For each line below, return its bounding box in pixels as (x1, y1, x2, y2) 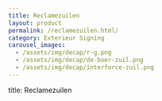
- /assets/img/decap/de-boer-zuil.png (15, 56, 145, 64)
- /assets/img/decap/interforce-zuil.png (15, 64, 155, 72)
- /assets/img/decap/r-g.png (15, 49, 112, 56)
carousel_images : (8, 41, 66, 49)
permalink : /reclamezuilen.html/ (8, 26, 119, 34)
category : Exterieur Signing (8, 33, 105, 42)
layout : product (8, 19, 62, 27)
